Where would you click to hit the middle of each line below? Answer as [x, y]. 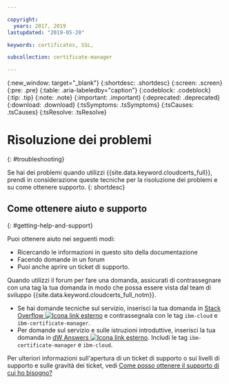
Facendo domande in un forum [61, 259]
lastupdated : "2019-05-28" [46, 32]
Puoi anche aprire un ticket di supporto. [73, 267]
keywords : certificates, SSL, [51, 45]
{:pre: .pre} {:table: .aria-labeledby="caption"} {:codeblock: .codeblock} [109, 90]
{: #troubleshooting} [36, 159]
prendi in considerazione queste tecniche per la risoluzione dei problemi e [112, 180]
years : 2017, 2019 [40, 26]
